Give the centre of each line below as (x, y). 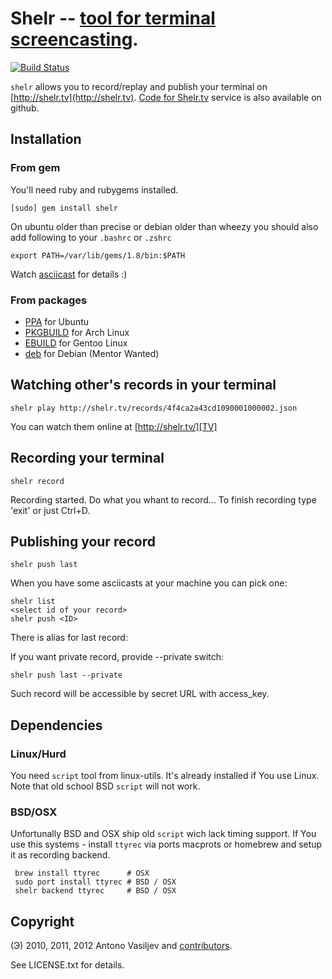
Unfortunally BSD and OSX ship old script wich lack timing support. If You (163, 834)
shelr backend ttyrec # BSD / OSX (95, 891)
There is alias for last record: (69, 638)
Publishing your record (83, 541)
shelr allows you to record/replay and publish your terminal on (139, 86)
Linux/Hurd (38, 754)
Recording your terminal (87, 458)
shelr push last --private (66, 675)
